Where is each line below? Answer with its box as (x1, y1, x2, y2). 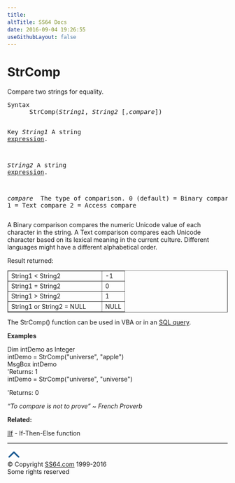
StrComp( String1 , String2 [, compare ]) (29, 108, 163, 116)
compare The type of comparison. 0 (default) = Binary (7, 194, 203, 203)
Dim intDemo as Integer (7, 345, 76, 354)
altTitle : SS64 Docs (7, 18, 68, 26)
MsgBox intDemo (7, 360, 57, 368)
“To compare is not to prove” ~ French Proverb (7, 402, 143, 410)
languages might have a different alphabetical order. (7, 243, 157, 252)
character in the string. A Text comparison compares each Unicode (7, 228, 201, 237)
